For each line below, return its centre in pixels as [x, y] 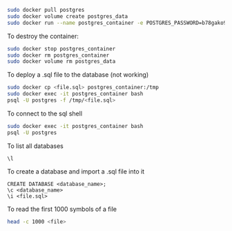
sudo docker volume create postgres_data [68, 16]
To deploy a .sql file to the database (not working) [78, 75]
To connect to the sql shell [45, 113]
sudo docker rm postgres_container [58, 55]
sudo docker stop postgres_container [61, 48]
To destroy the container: [43, 36]
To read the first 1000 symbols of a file [62, 209]
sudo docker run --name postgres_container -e [75, 23]
